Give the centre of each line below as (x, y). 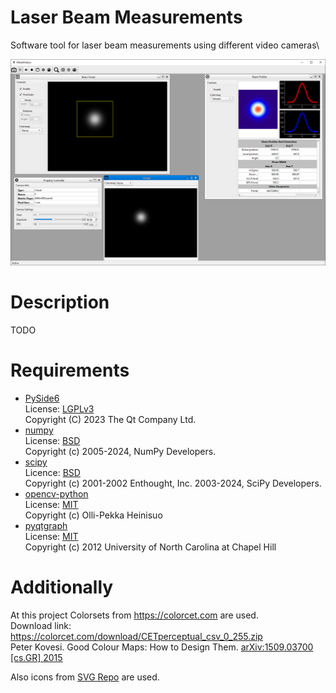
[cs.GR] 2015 (36, 657)
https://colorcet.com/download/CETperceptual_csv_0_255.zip (136, 636)
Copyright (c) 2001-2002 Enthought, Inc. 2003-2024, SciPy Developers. (173, 483)
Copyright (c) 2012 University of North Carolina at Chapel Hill (150, 547)
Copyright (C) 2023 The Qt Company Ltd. (110, 420)
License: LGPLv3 (59, 409)
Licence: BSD (52, 473)
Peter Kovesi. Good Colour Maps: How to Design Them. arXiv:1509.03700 (162, 647)
